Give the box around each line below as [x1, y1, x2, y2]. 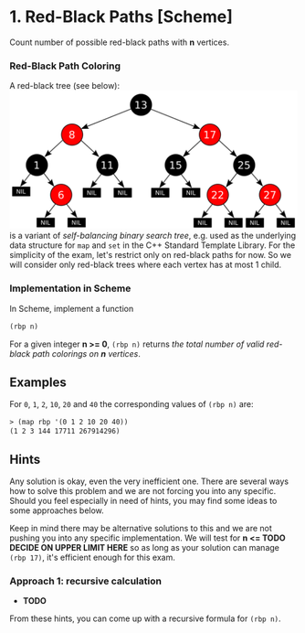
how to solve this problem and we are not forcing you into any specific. [9, 486, 277, 497]
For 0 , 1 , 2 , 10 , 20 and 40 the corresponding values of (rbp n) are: [9, 399, 254, 410]
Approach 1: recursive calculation [9, 574, 163, 587]
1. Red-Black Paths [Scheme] [9, 6, 233, 27]
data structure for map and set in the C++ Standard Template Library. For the [9, 240, 296, 251]
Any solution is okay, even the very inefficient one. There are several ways [9, 476, 289, 487]
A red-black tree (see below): [9, 80, 121, 91]
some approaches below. [9, 505, 105, 516]
